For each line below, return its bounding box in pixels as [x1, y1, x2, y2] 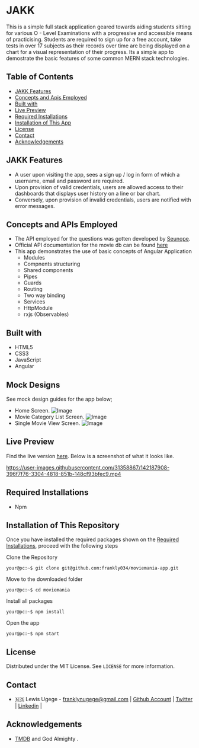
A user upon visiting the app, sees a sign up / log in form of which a [14, 171, 180, 178]
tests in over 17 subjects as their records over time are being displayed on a [6, 42, 190, 49]
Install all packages [6, 597, 53, 605]
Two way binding [23, 292, 66, 299]
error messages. [14, 202, 55, 209]
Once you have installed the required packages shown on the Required [6, 536, 179, 543]
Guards [23, 279, 42, 286]
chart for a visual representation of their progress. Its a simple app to [6, 48, 174, 55]
